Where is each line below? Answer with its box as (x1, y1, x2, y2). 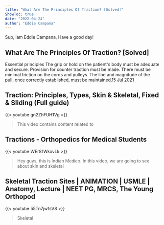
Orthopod (5, 193, 36, 201)
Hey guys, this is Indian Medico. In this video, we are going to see (17, 157, 150, 164)
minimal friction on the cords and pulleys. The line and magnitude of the (5, 72, 150, 78)
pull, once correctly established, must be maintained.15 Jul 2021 (5, 77, 134, 83)
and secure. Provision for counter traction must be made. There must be (5, 67, 151, 72)
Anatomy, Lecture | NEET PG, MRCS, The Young (5, 185, 154, 193)
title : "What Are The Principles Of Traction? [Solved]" (5, 7, 124, 12)
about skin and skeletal (17, 163, 64, 169)
